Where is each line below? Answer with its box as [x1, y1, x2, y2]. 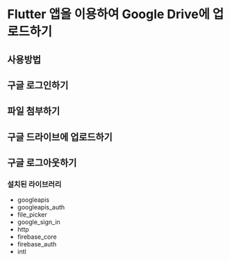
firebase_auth [17, 240, 57, 248]
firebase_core [17, 232, 57, 241]
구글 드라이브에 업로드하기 [7, 131, 113, 143]
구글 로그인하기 [7, 79, 69, 91]
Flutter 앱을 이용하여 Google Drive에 [7, 6, 210, 22]
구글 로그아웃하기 [7, 157, 77, 169]
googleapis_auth [17, 203, 65, 212]
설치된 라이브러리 [7, 180, 62, 189]
